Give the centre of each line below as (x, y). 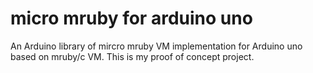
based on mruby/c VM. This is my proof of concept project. (132, 56)
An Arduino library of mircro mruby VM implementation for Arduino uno (156, 46)
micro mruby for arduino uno (131, 18)
